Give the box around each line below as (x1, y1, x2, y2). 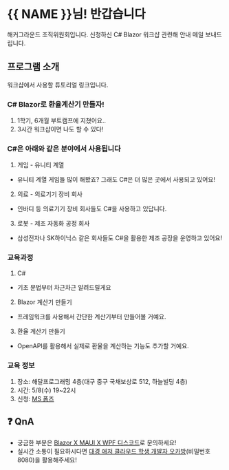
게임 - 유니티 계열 (17, 161, 65, 169)
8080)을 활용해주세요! (17, 456, 78, 464)
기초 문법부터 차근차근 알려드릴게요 (17, 283, 111, 291)
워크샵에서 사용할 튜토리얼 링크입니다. (7, 81, 109, 89)
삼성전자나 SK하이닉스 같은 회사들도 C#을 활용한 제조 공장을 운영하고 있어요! (17, 234, 223, 242)
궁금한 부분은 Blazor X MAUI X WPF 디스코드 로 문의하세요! (17, 438, 177, 447)
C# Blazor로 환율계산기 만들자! (7, 99, 105, 109)
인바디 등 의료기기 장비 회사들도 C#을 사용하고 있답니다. (17, 204, 167, 213)
